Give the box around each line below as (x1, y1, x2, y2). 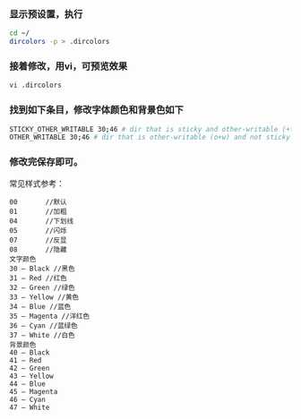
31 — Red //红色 (9, 273, 67, 283)
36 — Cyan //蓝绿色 (9, 321, 78, 330)
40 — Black (9, 347, 50, 357)
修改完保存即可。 (9, 156, 83, 168)
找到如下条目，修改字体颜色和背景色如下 (9, 104, 184, 116)
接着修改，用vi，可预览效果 (9, 60, 128, 73)
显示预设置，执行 (9, 7, 83, 20)
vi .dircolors (9, 81, 63, 90)
